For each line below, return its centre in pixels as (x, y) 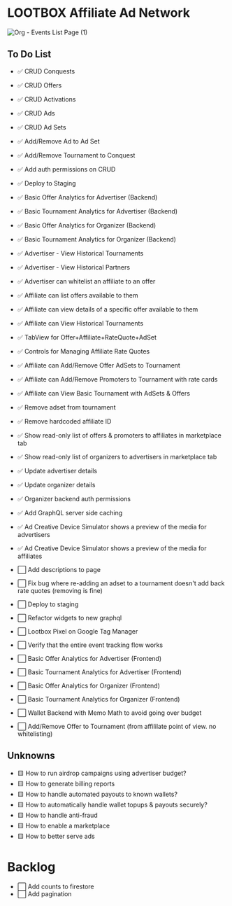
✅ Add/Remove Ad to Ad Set (58, 141)
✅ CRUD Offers (39, 85)
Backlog (31, 867)
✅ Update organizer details (56, 485)
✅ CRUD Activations (46, 99)
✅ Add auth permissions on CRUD (66, 169)
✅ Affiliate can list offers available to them (78, 295)
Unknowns (31, 756)
